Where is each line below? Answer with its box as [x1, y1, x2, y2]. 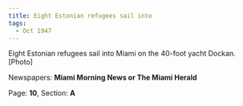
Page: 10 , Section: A [8, 88, 76, 98]
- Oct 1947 [15, 26, 52, 35]
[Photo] [8, 57, 34, 67]
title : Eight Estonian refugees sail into [8, 11, 152, 20]
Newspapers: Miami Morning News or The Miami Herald [8, 73, 198, 83]
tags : [8, 19, 26, 27]
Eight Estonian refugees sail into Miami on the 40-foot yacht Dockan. [8, 49, 237, 59]
